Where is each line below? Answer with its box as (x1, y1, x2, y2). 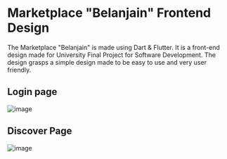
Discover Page (7, 125, 72, 137)
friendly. (7, 65, 32, 74)
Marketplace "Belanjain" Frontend (7, 5, 212, 21)
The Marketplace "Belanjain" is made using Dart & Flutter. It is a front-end (7, 43, 220, 51)
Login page (7, 86, 58, 98)
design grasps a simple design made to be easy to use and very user (7, 58, 207, 66)
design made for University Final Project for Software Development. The (7, 51, 216, 59)
